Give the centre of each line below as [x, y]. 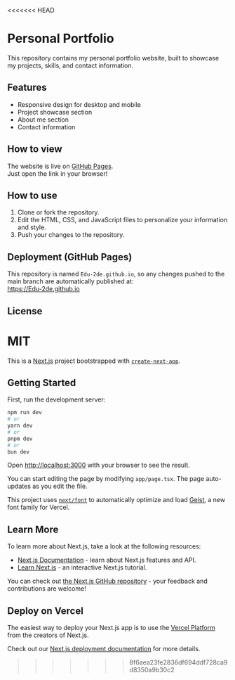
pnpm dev [20, 439]
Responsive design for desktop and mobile [79, 104]
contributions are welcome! [47, 589]
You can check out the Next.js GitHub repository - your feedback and [108, 581]
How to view [35, 149]
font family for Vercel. [39, 507]
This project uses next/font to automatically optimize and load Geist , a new [116, 500]
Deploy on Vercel [46, 611]
